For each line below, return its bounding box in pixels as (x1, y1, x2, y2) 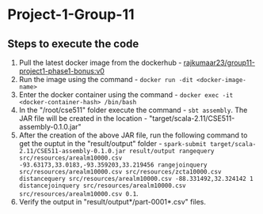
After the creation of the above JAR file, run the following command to (18, 130, 248, 140)
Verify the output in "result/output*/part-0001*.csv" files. (18, 197, 207, 206)
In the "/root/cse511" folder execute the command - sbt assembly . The (18, 105, 248, 115)
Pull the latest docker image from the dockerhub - (18, 58, 182, 67)
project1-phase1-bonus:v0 (18, 66, 105, 76)
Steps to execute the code (7, 37, 139, 51)
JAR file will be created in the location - (18, 114, 148, 123)
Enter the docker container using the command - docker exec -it (18, 90, 234, 99)
